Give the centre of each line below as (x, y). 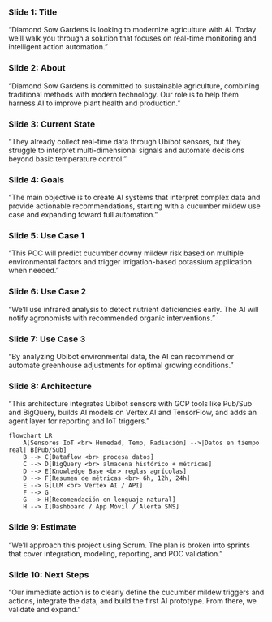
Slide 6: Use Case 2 (47, 292)
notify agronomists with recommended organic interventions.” (112, 318)
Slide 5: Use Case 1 (47, 236)
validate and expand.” (45, 609)
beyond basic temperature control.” (68, 159)
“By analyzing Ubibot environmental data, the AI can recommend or (121, 357)
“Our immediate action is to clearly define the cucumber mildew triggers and (136, 592)
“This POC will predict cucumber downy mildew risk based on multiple (126, 253)
